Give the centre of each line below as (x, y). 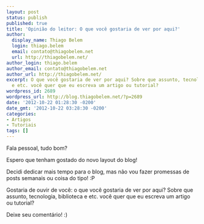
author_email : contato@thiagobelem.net (57, 68)
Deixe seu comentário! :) (37, 215)
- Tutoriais (21, 125)
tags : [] (17, 131)
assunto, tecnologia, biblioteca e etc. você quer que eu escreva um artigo (98, 196)
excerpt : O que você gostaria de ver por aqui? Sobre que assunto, (93, 80)
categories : (21, 114)
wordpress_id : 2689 (31, 91)
